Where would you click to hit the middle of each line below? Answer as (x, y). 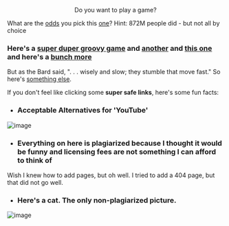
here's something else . (40, 79)
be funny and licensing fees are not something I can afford (117, 152)
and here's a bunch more (50, 56)
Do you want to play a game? (116, 10)
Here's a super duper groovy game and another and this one (110, 48)
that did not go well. (35, 182)
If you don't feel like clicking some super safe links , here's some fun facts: (113, 93)
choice (17, 31)
